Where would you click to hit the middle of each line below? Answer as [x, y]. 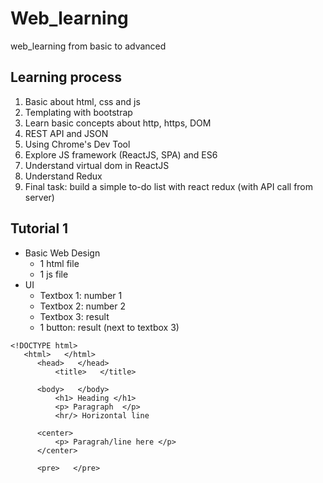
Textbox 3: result [74, 316]
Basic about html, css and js [82, 101]
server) [39, 197]
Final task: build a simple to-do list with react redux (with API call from [169, 186]
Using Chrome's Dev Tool [77, 144]
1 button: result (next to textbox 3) [109, 327]
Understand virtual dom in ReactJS [97, 165]
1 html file [59, 263]
